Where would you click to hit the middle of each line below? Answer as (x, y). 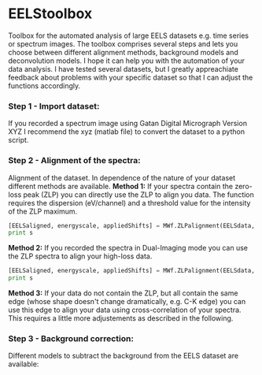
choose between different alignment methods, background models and (123, 52)
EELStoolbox (50, 14)
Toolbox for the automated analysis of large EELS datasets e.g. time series (129, 35)
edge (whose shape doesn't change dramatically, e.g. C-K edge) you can (127, 302)
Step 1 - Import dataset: (54, 106)
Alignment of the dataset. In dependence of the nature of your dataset (122, 177)
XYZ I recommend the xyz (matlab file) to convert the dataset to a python (127, 132)
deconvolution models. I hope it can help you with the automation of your (127, 61)
